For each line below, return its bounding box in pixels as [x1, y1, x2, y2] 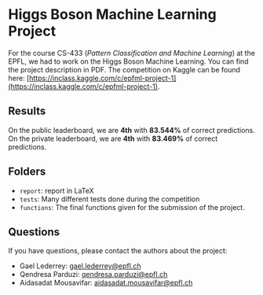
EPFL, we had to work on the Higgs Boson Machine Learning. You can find [8, 57, 249, 66]
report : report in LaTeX [19, 186, 94, 195]
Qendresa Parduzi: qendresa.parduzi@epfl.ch [19, 270, 168, 279]
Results [8, 105, 46, 118]
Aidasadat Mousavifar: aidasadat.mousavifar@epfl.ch [19, 278, 193, 288]
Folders [8, 165, 46, 179]
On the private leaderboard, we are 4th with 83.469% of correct [8, 134, 218, 143]
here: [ [8, 73, 30, 83]
